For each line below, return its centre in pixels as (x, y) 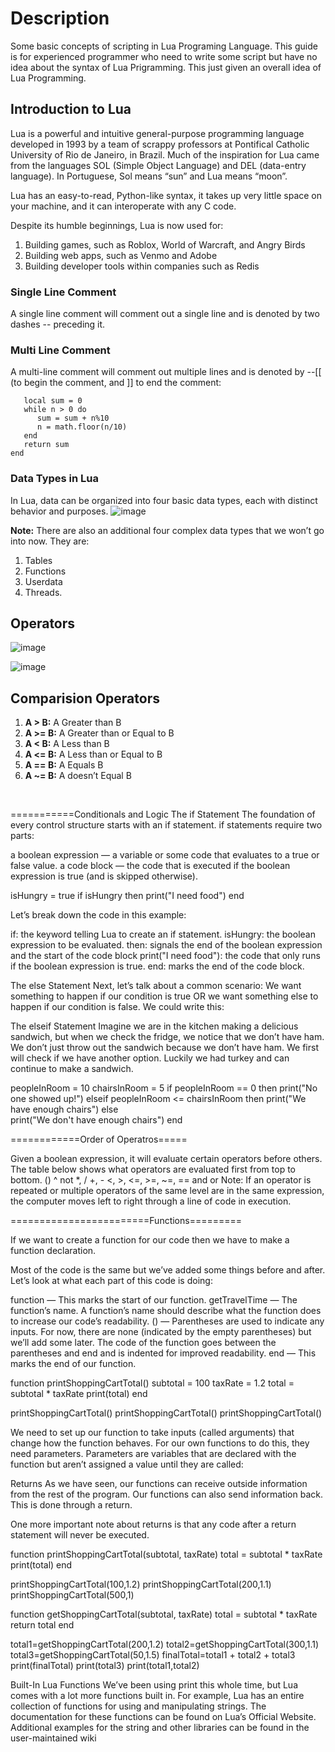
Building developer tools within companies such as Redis (142, 266)
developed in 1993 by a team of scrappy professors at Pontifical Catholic (160, 144)
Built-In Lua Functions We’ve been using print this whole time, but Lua (154, 1685)
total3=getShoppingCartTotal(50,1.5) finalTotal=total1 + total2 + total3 (153, 1655)
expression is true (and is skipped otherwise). (104, 876)
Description (60, 18)
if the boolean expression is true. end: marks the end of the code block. (157, 966)
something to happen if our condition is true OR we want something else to (164, 996)
